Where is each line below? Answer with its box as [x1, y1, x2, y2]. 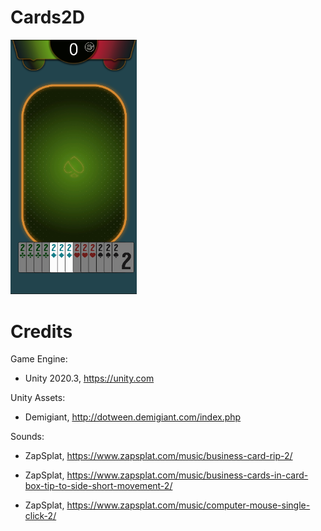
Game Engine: [10, 353, 68, 365]
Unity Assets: [10, 392, 66, 404]
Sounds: [10, 431, 45, 443]
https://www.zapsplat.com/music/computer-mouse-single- [66, 499, 311, 511]
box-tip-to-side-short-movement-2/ [24, 480, 173, 492]
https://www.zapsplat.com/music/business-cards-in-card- [66, 469, 309, 481]
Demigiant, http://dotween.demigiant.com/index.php [24, 411, 242, 423]
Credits [10, 320, 73, 343]
